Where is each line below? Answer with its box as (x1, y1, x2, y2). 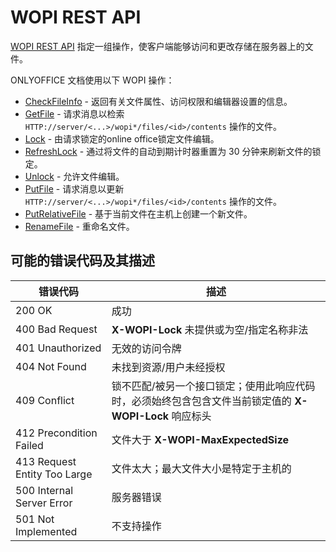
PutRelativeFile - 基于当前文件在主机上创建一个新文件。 (24, 207, 253, 220)
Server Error (15, 496, 73, 510)
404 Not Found (15, 359, 87, 373)
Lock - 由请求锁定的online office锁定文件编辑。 (24, 132, 220, 145)
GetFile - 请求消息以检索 (24, 107, 125, 120)
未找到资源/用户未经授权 (111, 360, 226, 374)
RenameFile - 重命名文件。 (24, 220, 135, 232)
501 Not (15, 512, 55, 526)
